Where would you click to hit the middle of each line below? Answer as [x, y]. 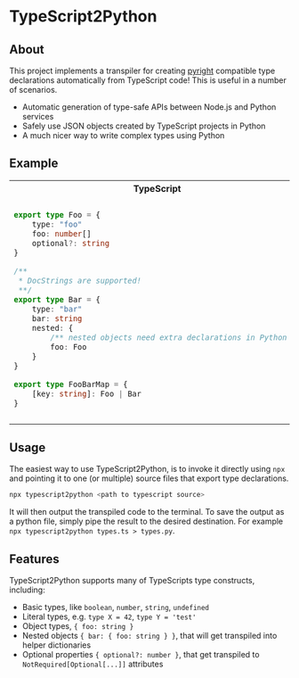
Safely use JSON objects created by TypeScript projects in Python [144, 126]
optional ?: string [70, 244]
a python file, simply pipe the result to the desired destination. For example [146, 521]
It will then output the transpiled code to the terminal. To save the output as [147, 512]
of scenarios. [33, 90]
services [38, 116]
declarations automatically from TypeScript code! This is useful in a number [148, 80]
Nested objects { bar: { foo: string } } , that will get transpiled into [149, 636]
